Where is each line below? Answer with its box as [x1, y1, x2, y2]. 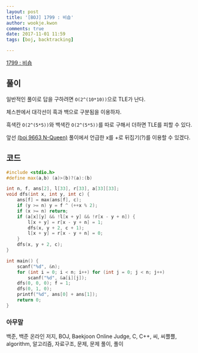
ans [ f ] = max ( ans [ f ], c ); [17, 197, 82, 203]
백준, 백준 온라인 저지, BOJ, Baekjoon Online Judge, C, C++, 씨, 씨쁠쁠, [6, 333, 177, 340]
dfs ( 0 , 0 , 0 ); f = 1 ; [17, 280, 71, 286]
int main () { [6, 258, 39, 264]
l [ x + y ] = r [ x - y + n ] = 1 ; [28, 219, 103, 225]
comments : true [6, 25, 44, 32]
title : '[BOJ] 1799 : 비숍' [6, 14, 74, 20]
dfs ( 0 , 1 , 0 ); [17, 286, 52, 292]
